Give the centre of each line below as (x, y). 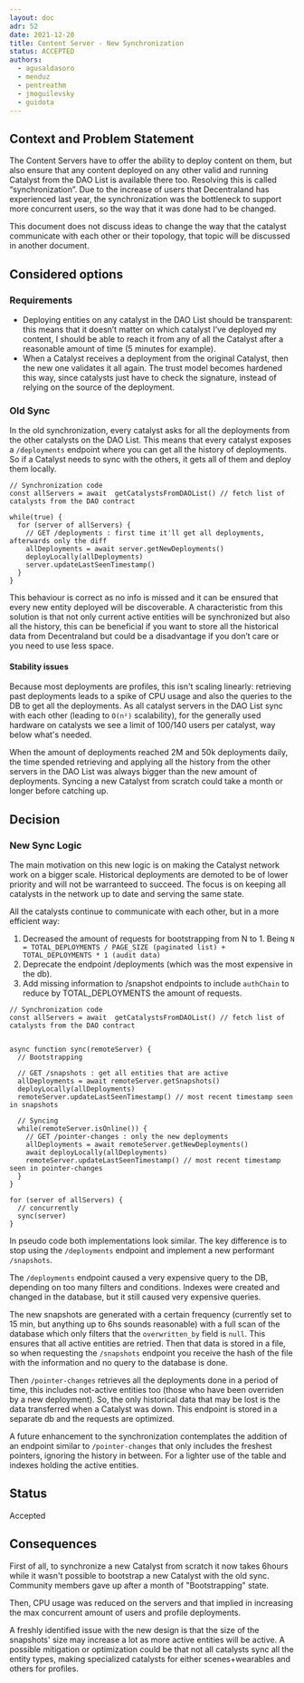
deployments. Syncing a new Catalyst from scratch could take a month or (146, 782)
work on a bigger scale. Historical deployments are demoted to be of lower (149, 875)
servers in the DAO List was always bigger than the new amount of (133, 772)
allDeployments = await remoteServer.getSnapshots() (119, 1081)
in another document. (49, 246)
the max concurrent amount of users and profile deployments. (125, 1612)
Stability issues (39, 666)
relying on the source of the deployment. (98, 387)
